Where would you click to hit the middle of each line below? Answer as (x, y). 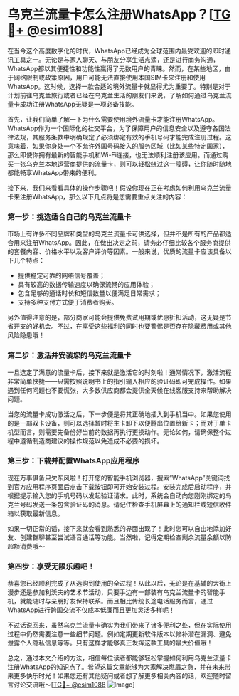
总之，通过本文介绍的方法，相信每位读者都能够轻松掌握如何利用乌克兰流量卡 (119, 658)
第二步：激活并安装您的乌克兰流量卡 (69, 355)
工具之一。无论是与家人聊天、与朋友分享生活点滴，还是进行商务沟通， (116, 59)
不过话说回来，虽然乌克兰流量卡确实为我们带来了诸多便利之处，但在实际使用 (119, 625)
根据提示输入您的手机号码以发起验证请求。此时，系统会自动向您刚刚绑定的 (116, 495)
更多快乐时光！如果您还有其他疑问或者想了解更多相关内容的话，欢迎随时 (119, 676)
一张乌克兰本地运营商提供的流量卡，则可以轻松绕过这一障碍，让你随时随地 (122, 164)
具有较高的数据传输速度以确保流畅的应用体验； (86, 285)
